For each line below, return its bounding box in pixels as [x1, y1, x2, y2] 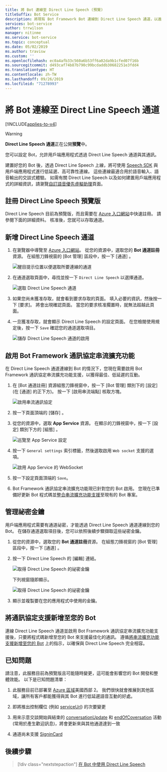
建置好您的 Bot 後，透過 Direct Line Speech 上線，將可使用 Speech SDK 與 [5, 162, 158, 168]
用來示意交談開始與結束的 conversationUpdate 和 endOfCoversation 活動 [12, 714, 162, 720]
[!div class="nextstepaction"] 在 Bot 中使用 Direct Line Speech [17, 762, 146, 768]
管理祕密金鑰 [5, 508, 45, 516]
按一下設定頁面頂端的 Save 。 [12, 475, 71, 481]
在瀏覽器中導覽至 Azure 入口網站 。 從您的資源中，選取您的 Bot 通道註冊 [12, 247, 160, 253]
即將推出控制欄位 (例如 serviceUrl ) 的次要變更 [12, 704, 106, 710]
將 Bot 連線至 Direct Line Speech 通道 [5, 104, 160, 115]
